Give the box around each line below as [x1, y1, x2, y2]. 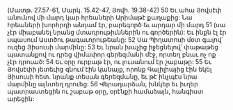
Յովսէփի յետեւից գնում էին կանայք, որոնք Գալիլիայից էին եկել [7, 65, 212, 73]
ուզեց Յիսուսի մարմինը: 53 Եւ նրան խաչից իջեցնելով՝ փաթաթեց [7, 43, 219, 51]
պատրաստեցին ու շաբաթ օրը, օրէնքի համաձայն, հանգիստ [7, 87, 204, 95]
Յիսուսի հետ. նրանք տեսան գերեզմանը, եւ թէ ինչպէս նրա [7, 72, 198, 81]
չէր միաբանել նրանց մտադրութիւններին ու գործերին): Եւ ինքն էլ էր [7, 28, 227, 36]
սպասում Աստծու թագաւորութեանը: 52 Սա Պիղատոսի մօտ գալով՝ [7, 36, 223, 44]
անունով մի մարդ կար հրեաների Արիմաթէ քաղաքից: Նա [7, 13, 193, 22]
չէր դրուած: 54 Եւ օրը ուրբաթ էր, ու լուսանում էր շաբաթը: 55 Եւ [7, 58, 212, 65]
